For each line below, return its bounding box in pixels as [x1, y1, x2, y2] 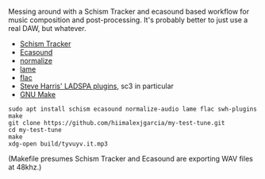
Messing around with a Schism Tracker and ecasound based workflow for [8, 7, 250, 16]
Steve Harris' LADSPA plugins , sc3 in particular [19, 81, 175, 91]
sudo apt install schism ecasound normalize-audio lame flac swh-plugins [8, 105, 258, 113]
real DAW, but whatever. [8, 24, 86, 33]
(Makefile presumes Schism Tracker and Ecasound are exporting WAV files [8, 154, 254, 163]
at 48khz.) [8, 162, 42, 172]
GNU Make [19, 90, 56, 99]
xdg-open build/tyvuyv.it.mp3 [8, 140, 109, 148]
